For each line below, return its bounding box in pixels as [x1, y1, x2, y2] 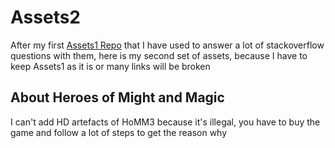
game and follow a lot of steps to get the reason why [10, 126, 228, 138]
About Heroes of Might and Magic [10, 89, 225, 106]
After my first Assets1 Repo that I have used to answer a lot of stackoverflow [10, 39, 325, 51]
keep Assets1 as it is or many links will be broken [10, 60, 211, 72]
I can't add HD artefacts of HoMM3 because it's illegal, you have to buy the [10, 116, 321, 128]
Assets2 [10, 6, 81, 29]
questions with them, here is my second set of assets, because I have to [10, 49, 308, 61]
